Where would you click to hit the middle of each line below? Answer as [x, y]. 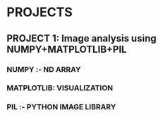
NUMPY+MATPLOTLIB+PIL [67, 49]
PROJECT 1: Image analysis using [81, 38]
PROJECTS [40, 12]
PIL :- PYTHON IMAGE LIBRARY [61, 107]
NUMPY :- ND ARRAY [44, 69]
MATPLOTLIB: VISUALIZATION [60, 88]
